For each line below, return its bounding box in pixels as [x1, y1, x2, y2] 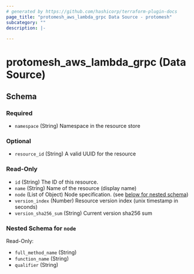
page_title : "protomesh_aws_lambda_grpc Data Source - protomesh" [6, 14, 172, 20]
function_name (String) [14, 255, 69, 262]
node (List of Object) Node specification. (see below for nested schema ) [14, 191, 189, 198]
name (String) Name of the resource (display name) [14, 184, 137, 191]
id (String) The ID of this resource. [14, 178, 99, 185]
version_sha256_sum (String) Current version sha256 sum [14, 209, 153, 217]
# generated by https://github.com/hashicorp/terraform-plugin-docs [6, 8, 178, 15]
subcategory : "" [6, 19, 46, 25]
